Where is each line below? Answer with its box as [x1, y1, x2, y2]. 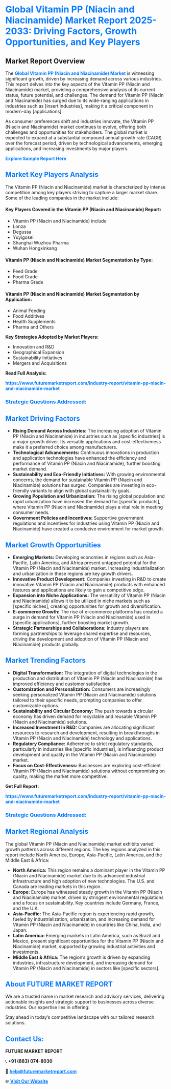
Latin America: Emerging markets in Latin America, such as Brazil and [12, 932, 161, 938]
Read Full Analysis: [5, 370, 47, 376]
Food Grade [12, 274, 38, 280]
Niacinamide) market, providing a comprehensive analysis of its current [5, 87, 156, 93]
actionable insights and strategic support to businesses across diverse [5, 999, 154, 1005]
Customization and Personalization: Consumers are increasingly [12, 686, 151, 692]
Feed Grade [12, 268, 38, 275]
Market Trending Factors [5, 656, 86, 665]
